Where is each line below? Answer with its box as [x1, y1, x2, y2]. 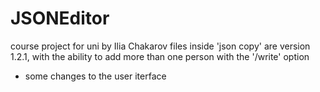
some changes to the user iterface [24, 70, 167, 82]
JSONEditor [10, 7, 110, 30]
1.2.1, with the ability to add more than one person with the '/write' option [10, 50, 310, 62]
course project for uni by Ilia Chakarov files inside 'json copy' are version [10, 40, 311, 52]
